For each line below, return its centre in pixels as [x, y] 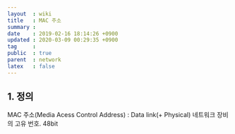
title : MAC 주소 [35, 20]
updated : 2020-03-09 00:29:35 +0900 [63, 40]
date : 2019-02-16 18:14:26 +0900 [63, 33]
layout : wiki [30, 14]
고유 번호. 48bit [36, 123]
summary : [22, 27]
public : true [30, 54]
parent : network [34, 60]
